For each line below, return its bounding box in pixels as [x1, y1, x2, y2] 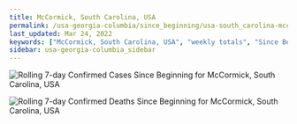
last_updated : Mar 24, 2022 [9, 29, 113, 38]
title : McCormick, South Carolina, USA [9, 12, 156, 22]
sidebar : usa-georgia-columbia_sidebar [9, 46, 156, 55]
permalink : [9, 21, 49, 30]
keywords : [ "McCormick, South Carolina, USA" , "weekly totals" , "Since [9, 37, 278, 47]
